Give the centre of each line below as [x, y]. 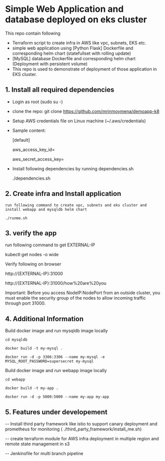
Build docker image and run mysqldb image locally [57, 331]
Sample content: [29, 130]
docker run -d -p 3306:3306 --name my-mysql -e [55, 357]
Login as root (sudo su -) [38, 102]
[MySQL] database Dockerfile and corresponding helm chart [74, 58]
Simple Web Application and [64, 9]
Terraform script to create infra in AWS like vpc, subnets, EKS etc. [79, 42]
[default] [21, 140]
